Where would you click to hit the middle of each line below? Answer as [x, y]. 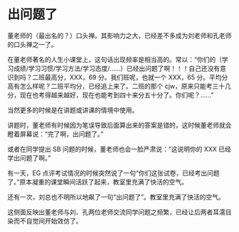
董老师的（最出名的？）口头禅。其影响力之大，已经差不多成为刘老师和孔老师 [119, 35]
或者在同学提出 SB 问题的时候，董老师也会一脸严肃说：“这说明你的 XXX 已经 [119, 149]
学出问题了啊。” [29, 158]
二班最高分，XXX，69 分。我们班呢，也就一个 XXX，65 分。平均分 [130, 77]
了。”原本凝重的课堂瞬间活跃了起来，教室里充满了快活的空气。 [98, 182]
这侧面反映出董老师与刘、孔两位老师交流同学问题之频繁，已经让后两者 [110, 212]
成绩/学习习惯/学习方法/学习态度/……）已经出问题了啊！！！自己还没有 [117, 68]
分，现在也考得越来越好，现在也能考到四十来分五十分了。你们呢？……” [111, 95]
